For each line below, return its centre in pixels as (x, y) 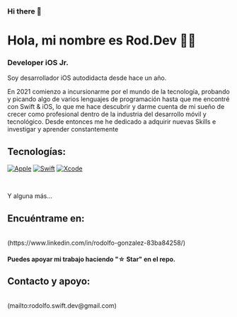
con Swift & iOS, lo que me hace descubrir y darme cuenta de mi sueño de (116, 107)
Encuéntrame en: (46, 218)
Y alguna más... (30, 196)
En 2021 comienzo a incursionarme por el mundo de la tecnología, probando (118, 92)
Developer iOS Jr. (38, 63)
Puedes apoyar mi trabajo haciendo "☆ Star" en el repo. (91, 259)
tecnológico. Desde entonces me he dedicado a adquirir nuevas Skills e (112, 122)
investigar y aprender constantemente (63, 129)
